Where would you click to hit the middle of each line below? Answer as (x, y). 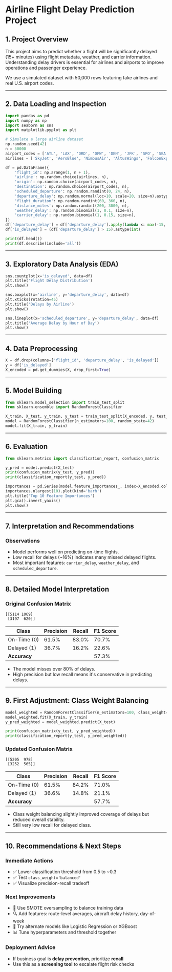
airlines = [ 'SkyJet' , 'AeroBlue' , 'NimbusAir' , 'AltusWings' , (74, 158)
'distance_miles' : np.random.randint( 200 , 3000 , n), (72, 206)
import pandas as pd (27, 116)
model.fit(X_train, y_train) (36, 426)
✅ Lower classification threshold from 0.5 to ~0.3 (64, 872)
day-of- (148, 914)
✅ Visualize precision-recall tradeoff (51, 883)
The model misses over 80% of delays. (54, 668)
